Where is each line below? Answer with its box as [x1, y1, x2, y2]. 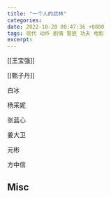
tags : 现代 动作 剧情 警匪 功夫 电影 [7, 29, 105, 37]
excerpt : [7, 36, 33, 43]
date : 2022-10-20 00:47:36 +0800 [7, 23, 105, 30]
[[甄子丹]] [7, 71, 35, 80]
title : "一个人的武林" [7, 10, 67, 17]
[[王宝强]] [7, 57, 35, 65]
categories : [7, 17, 42, 24]
